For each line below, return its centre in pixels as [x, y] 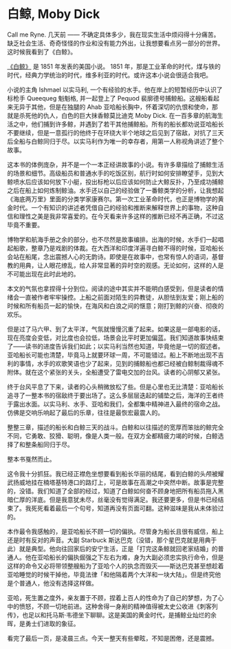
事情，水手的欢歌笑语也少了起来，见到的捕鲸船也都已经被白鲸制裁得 [115, 363]
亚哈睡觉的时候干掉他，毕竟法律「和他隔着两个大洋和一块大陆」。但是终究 [111, 574]
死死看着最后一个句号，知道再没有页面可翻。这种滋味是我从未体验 [124, 508]
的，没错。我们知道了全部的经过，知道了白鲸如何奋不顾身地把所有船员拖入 [112, 491]
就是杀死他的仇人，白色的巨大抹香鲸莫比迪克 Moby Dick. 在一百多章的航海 [112, 115]
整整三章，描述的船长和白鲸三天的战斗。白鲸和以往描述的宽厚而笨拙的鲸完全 [115, 427]
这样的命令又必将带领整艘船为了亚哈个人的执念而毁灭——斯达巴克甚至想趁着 [115, 566]
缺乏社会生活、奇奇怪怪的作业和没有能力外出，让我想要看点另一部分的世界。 [115, 43]
